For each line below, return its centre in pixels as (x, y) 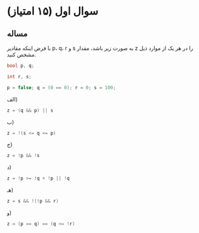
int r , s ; (19, 76)
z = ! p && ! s (23, 156)
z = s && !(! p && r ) (33, 201)
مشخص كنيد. (22, 55)
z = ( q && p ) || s (30, 110)
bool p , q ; (21, 66)
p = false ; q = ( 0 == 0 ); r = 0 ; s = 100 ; (61, 87)
